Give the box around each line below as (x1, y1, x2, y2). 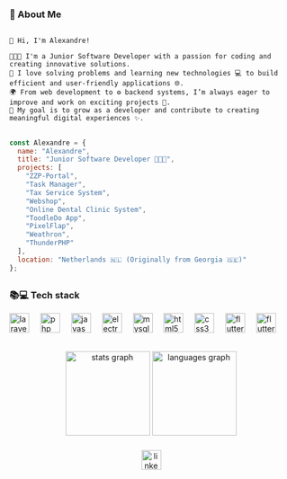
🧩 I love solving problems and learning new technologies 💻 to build (9, 69, 279, 78)
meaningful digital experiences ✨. (9, 114, 144, 123)
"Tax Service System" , (25, 188, 111, 197)
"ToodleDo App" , (25, 213, 87, 223)
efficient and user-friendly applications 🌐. (9, 79, 184, 88)
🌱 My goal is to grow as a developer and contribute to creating (9, 106, 259, 115)
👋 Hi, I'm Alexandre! (9, 36, 91, 46)
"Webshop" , (25, 197, 67, 206)
